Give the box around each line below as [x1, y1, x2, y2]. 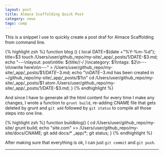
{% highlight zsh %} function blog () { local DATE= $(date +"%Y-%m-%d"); [5, 49, 156, 55]
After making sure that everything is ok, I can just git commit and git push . [5, 140, 156, 146]
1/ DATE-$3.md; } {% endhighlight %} [39, 85, 114, 91]
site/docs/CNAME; [5, 130, 42, 136]
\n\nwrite [5, 65, 23, 70]
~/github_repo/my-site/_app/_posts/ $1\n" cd [5, 75, 94, 81]
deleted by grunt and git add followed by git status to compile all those [5, 105, 152, 111]
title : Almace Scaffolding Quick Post [5, 12, 84, 17]
